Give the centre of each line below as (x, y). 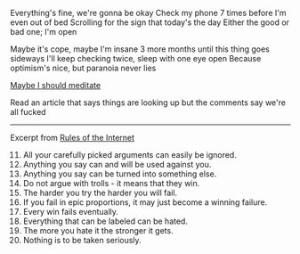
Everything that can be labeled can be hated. (105, 221)
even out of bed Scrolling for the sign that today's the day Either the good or (150, 22)
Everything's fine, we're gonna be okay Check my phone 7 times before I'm (148, 13)
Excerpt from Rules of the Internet (73, 138)
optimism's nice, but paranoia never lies (83, 68)
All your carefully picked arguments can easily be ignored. (130, 155)
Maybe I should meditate (56, 85)
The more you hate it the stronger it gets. (98, 230)
